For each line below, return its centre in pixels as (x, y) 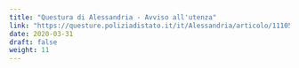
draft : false (33, 42)
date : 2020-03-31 (41, 34)
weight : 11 (29, 50)
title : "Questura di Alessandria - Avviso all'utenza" (113, 17)
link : (19, 26)
